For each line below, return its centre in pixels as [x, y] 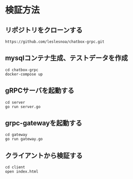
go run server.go [23, 107]
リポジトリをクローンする [44, 30]
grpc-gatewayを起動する [44, 123]
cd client [15, 167]
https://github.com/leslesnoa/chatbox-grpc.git [55, 42]
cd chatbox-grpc [22, 70]
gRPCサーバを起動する [40, 90]
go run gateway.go [24, 139]
